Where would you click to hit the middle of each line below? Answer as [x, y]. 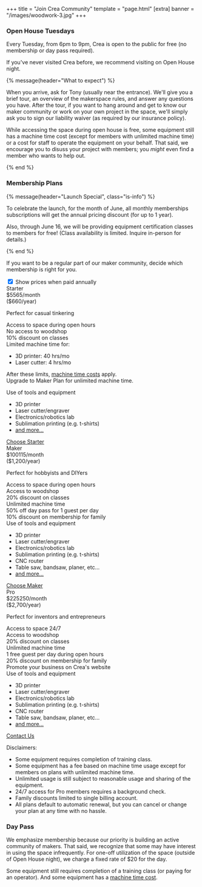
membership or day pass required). [50, 50]
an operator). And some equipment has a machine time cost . [82, 877]
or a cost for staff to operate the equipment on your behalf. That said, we [97, 143]
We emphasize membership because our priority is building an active [93, 840]
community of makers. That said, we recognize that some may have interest [101, 846]
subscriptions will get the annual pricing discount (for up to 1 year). [90, 214]
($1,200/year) [23, 461]
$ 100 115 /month [25, 454]
